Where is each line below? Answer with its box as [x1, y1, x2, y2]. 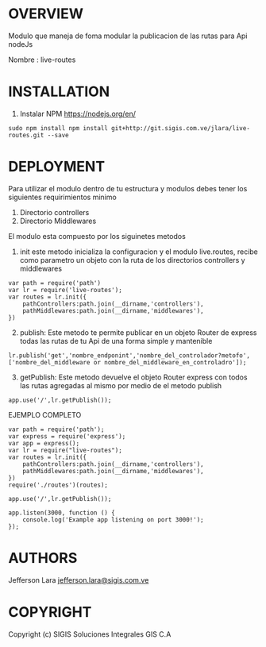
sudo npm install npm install [8, 124, 109, 132]
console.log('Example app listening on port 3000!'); [22, 515, 204, 524]
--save [47, 131, 69, 139]
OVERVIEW [8, 5, 84, 23]
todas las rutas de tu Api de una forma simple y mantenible [19, 336, 213, 345]
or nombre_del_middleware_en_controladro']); [93, 358, 247, 366]
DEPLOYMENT [8, 158, 106, 175]
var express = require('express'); [8, 432, 126, 441]
